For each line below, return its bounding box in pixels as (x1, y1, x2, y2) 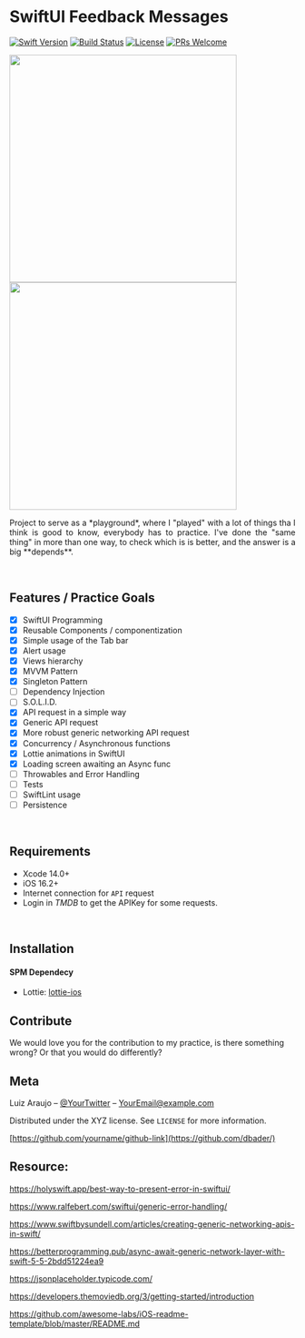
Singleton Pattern (22, 676, 88, 687)
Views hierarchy (22, 655, 84, 666)
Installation (9, 941, 74, 957)
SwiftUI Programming (22, 614, 103, 625)
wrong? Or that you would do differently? (9, 1047, 162, 1058)
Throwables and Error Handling (22, 768, 140, 779)
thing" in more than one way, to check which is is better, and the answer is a (9, 536, 296, 547)
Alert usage (22, 644, 66, 656)
